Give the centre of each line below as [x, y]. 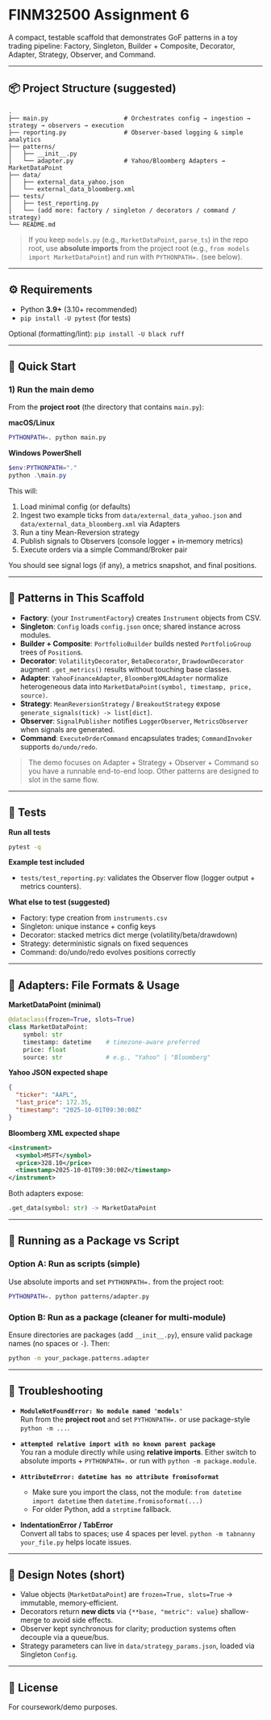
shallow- [235, 1612]
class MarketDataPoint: [48, 1027]
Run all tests [29, 832]
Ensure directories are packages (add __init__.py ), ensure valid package [130, 1334]
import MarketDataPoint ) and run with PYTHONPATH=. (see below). [135, 256]
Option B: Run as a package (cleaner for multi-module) [117, 1317]
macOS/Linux [31, 423]
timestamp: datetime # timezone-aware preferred [111, 1042]
